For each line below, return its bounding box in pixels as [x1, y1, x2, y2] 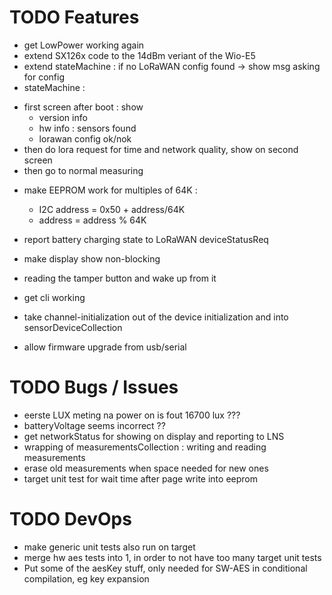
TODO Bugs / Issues [9, 376, 179, 399]
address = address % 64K [38, 214, 147, 226]
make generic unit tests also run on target [23, 541, 196, 553]
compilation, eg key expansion [23, 572, 150, 585]
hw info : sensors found [38, 122, 137, 134]
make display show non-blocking [23, 252, 161, 265]
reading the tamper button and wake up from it [23, 272, 217, 284]
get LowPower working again [23, 39, 145, 51]
